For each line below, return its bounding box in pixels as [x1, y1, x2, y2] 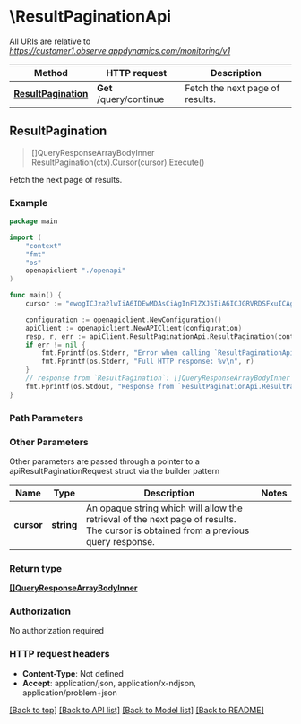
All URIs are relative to [9, 36, 91, 47]
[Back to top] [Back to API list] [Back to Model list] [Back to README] [9, 704, 264, 715]
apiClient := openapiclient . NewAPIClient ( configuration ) [25, 323, 243, 332]
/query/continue [97, 92, 165, 105]
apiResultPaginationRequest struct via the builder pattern [9, 465, 220, 476]
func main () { [9, 291, 63, 300]
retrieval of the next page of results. [86, 513, 236, 525]
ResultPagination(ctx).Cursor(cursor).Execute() [30, 157, 205, 168]
